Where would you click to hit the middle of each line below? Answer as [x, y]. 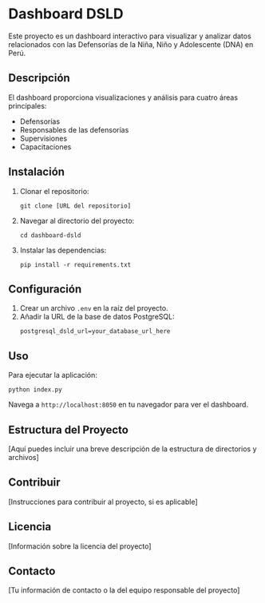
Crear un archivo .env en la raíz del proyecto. [94, 308]
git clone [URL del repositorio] [75, 206]
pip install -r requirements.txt [75, 264]
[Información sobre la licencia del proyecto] [80, 546]
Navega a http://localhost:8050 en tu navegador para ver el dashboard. [129, 405]
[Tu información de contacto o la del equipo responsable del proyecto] [124, 590]
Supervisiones [44, 138]
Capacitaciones [45, 147]
